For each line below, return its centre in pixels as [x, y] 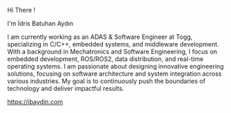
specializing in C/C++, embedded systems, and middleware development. [113, 44]
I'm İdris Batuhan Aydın [40, 23]
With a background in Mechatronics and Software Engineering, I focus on [112, 52]
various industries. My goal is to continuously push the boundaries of [106, 81]
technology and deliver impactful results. [66, 88]
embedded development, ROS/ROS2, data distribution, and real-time [105, 59]
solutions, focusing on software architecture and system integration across [114, 73]
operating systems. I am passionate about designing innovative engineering [115, 66]
